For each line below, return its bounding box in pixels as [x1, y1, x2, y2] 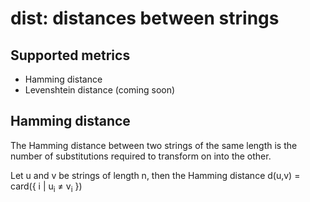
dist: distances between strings [10, 7, 280, 30]
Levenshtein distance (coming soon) [24, 84, 176, 96]
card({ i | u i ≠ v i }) [10, 180, 83, 194]
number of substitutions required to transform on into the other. [10, 150, 272, 162]
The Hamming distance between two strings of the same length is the [10, 139, 298, 151]
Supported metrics [10, 47, 131, 64]
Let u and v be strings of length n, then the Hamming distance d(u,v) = [10, 169, 301, 181]
